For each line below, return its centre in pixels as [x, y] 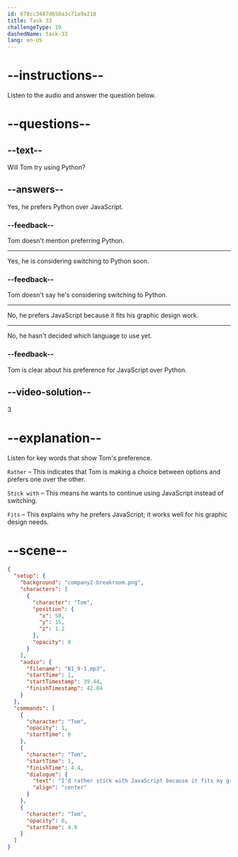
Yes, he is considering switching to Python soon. [78, 261]
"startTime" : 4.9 [52, 827]
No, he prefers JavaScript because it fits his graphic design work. [103, 315]
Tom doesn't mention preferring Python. [66, 241]
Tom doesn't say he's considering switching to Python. [87, 295]
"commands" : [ [34, 708]
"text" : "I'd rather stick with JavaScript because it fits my [128, 781]
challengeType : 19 [34, 27]
